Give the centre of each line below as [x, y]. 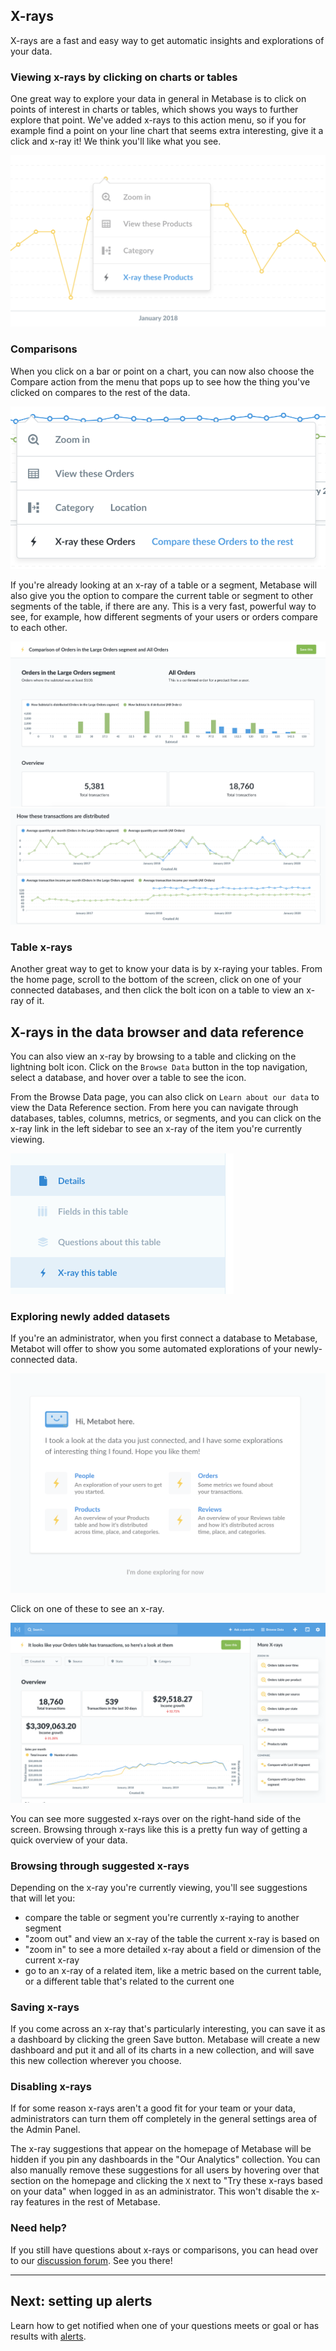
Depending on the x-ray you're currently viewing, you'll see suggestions [159, 1887]
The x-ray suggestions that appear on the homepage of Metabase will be [161, 2149]
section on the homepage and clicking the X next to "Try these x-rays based [166, 2181]
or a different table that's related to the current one [129, 1981]
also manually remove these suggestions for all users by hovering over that [165, 2170]
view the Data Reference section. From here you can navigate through [154, 1107]
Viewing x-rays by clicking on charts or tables [124, 77]
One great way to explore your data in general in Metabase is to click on [158, 99]
